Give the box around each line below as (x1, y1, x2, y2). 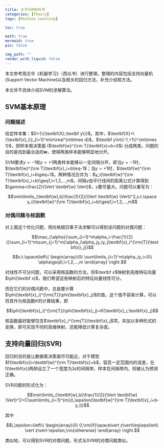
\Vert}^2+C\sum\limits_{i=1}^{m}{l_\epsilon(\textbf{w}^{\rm (5, 397, 124, 403)
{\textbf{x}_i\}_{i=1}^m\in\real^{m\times (5, 137, 84, 142)
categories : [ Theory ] (5, 12, 49, 17)
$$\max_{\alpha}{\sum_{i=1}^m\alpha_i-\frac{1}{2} (31, 234, 133, 240)
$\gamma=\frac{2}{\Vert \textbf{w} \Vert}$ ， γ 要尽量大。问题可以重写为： (5, 184, 154, 190)
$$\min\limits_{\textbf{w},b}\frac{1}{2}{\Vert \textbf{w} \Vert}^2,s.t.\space (7, 194, 157, 200)
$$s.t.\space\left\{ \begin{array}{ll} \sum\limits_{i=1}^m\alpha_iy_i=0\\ (12, 254, 152, 259)
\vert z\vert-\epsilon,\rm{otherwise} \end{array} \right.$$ (24, 427, 140, 433)
